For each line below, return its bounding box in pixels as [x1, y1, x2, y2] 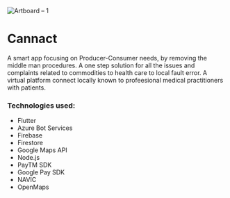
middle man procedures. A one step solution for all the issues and [7, 61, 195, 69]
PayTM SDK [17, 160, 52, 170]
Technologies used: [7, 101, 76, 110]
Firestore [17, 139, 44, 147]
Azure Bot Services [17, 124, 73, 132]
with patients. [7, 83, 47, 92]
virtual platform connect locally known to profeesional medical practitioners [7, 76, 224, 84]
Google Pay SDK [17, 168, 65, 176]
